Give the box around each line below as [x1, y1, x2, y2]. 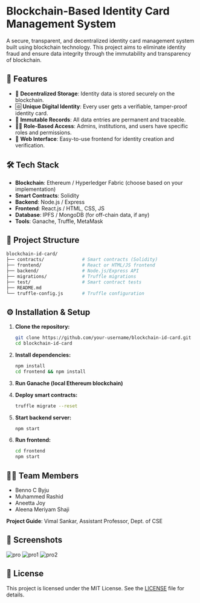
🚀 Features [6, 74, 48, 84]
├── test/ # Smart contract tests [6, 279, 142, 285]
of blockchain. [6, 56, 42, 63]
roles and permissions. [15, 129, 72, 136]
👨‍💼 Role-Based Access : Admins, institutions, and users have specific [15, 122, 189, 129]
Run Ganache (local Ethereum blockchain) [15, 379, 123, 387]
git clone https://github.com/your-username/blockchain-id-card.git [15, 335, 192, 341]
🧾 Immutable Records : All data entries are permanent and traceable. [15, 116, 186, 123]
